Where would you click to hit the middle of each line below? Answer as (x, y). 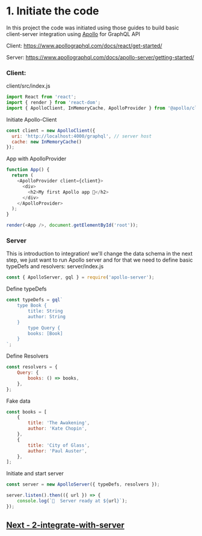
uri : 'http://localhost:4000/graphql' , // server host (82, 136)
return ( (23, 175)
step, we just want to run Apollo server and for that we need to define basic (100, 260)
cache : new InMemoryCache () (47, 142)
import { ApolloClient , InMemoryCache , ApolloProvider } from (86, 108)
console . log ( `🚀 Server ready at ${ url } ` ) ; (72, 501)
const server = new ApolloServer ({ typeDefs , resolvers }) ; (83, 484)
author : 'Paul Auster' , (57, 451)
